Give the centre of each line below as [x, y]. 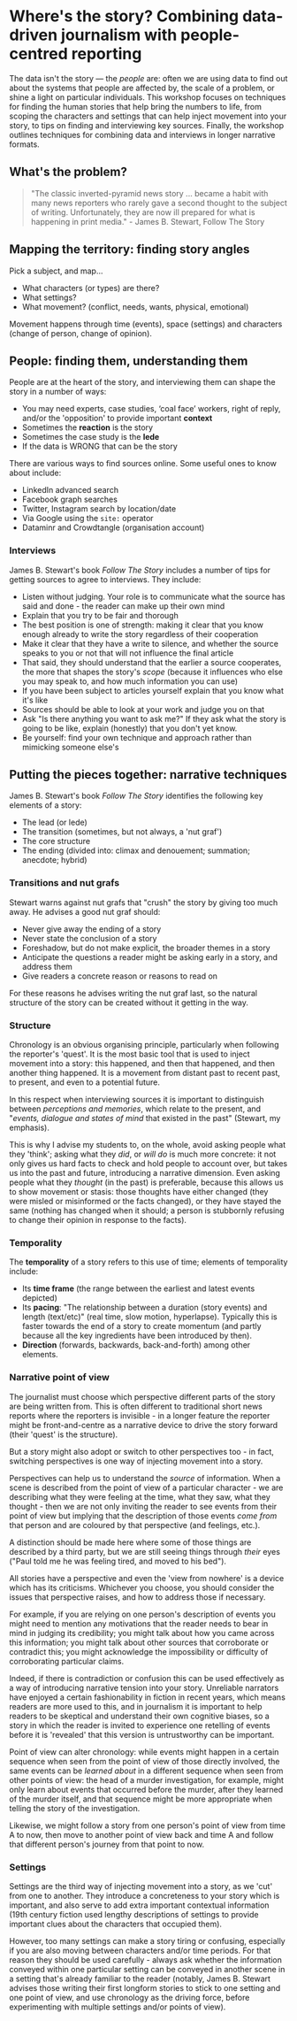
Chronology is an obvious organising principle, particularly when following [144, 1045]
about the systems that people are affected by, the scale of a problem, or [142, 88]
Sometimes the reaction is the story [87, 427]
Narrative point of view [60, 1378]
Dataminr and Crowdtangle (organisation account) [113, 527]
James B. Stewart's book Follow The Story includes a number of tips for [140, 570]
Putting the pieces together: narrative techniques [148, 775]
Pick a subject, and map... [56, 271]
